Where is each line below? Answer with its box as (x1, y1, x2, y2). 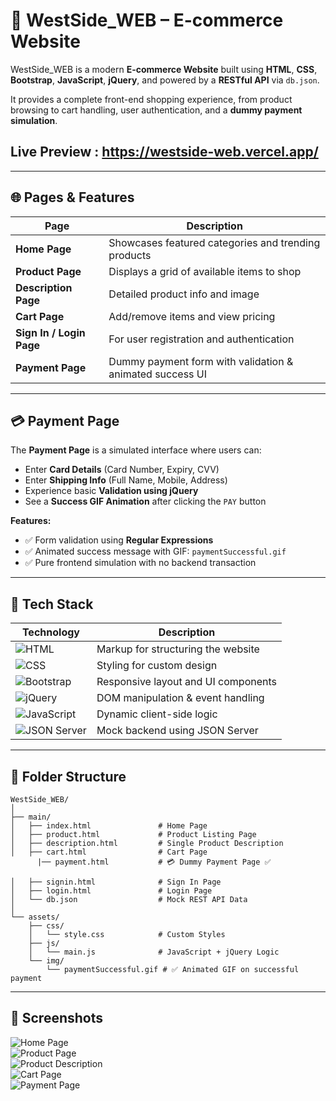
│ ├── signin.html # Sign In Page (10, 877, 222, 887)
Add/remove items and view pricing (108, 309, 276, 323)
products (108, 248, 152, 262)
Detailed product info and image (108, 287, 260, 301)
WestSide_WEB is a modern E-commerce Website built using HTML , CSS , (10, 63, 318, 75)
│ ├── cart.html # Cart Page (10, 847, 208, 857)
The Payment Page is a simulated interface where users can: (10, 444, 262, 456)
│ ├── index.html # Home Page (10, 821, 208, 831)
